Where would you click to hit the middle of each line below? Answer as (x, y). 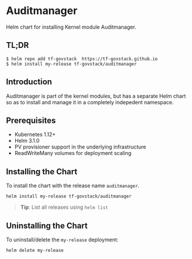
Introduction (29, 82)
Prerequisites (31, 120)
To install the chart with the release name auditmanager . (73, 186)
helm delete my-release (35, 250)
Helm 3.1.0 (27, 141)
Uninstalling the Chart (47, 225)
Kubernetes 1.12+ (35, 134)
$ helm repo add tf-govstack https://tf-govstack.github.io (82, 59)
